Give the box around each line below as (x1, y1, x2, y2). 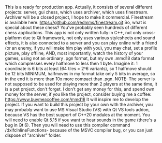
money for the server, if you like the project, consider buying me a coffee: (5, 91, 151, 97)
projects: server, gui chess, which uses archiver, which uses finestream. (5, 9, 149, 15)
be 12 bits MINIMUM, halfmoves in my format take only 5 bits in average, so (5, 71, 156, 76)
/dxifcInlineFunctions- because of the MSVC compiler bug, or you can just (5, 128, 153, 133)
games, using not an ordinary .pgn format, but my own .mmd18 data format (5, 56, 155, 61)
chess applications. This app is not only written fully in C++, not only (5, 30, 142, 35)
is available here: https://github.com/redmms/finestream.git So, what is (5, 19, 147, 25)
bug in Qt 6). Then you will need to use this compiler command (5, 122, 131, 128)
